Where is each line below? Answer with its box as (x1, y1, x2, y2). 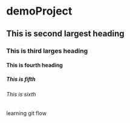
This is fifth (6, 75, 36, 82)
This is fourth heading (6, 62, 63, 69)
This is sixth (6, 91, 36, 98)
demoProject (6, 4, 73, 18)
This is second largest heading (6, 28, 125, 39)
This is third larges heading (6, 47, 88, 55)
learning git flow (6, 109, 47, 116)
